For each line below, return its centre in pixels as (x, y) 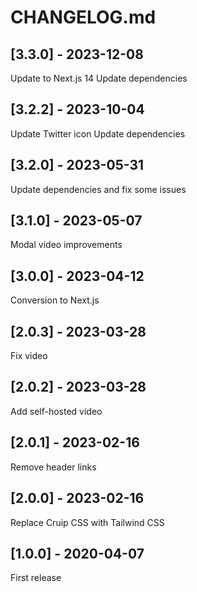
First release (36, 578)
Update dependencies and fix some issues (98, 189)
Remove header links (53, 467)
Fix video (29, 356)
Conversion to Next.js (55, 300)
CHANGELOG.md (83, 17)
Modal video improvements (66, 245)
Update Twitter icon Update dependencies (98, 133)
